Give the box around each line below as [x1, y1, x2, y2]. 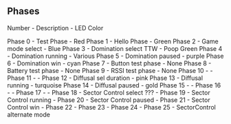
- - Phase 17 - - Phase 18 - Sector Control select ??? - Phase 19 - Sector [7, 88, 211, 96]
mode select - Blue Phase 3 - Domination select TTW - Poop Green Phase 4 [7, 44, 223, 52]
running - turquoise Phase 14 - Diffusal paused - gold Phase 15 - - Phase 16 [7, 81, 221, 89]
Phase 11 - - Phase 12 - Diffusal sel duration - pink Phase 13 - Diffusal [7, 74, 203, 82]
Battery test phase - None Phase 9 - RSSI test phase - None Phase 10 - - [7, 66, 213, 74]
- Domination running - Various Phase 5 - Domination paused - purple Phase [7, 52, 224, 60]
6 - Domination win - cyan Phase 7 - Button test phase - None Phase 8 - [7, 59, 212, 68]
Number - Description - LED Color [7, 23, 104, 32]
